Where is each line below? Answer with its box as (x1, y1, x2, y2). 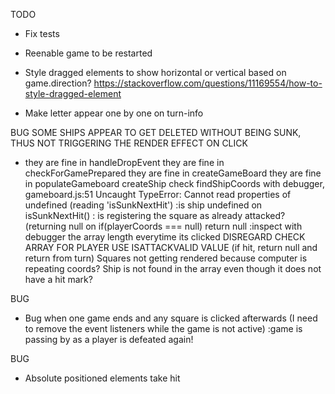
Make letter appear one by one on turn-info (24, 107, 204, 119)
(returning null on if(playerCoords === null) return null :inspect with (24, 220, 303, 232)
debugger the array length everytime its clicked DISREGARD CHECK (24, 231, 306, 243)
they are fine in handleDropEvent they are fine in (24, 157, 225, 168)
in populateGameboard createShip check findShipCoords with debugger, (24, 178, 325, 189)
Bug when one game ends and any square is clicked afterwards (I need (24, 312, 318, 324)
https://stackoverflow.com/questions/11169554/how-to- (93, 77, 323, 89)
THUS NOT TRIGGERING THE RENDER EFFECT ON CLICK (10, 137, 248, 149)
